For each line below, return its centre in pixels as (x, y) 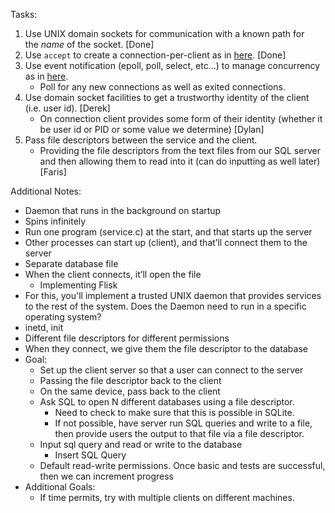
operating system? (63, 317)
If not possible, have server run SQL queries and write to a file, (183, 423)
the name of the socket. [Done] (89, 44)
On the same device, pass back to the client (130, 391)
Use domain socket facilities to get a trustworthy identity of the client (167, 97)
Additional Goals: (60, 487)
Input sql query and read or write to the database (141, 444)
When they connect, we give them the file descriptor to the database (166, 348)
